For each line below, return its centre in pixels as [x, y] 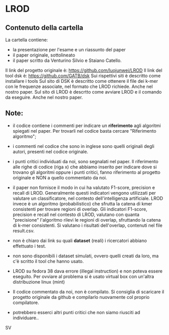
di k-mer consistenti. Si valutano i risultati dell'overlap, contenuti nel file [88, 225]
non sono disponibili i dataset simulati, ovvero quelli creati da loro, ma [86, 256]
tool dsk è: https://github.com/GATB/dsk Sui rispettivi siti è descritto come [83, 76]
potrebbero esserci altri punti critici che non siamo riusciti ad [76, 312]
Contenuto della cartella [44, 28]
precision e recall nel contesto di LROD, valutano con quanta [76, 215]
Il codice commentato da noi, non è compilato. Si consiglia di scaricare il [88, 292]
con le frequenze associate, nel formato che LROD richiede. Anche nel [79, 86]
